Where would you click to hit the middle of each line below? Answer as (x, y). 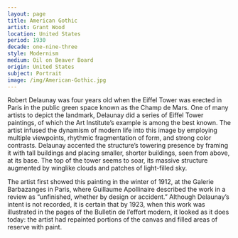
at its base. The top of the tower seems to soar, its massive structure (108, 161)
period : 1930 (27, 40)
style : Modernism (33, 54)
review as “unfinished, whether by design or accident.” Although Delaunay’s (118, 197)
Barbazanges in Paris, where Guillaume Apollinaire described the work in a (117, 190)
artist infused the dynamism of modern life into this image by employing (113, 130)
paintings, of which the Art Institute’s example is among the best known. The (119, 123)
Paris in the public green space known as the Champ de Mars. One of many (118, 108)
